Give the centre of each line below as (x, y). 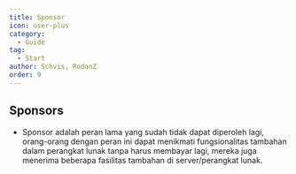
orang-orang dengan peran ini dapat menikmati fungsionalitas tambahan (154, 141)
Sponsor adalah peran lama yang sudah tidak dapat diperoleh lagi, (143, 132)
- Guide (31, 42)
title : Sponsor (37, 17)
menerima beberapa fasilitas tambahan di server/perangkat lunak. (142, 160)
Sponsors (36, 111)
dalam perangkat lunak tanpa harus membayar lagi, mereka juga (139, 150)
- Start (31, 58)
